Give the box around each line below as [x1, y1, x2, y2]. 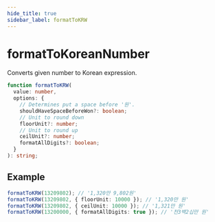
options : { [13, 95, 45, 102]
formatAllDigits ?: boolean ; [19, 140, 100, 146]
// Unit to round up [19, 126, 78, 134]
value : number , [13, 89, 57, 96]
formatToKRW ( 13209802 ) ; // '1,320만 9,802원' [7, 190, 137, 197]
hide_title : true [7, 10, 57, 17]
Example [7, 171, 45, 183]
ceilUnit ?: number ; [19, 133, 76, 140]
